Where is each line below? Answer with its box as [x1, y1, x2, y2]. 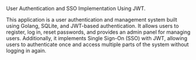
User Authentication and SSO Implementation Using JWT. [6, 5, 146, 12]
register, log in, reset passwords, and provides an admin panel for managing [6, 29, 191, 36]
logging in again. [6, 47, 46, 54]
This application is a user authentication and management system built [6, 16, 178, 23]
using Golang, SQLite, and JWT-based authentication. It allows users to [6, 23, 180, 29]
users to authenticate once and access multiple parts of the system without [6, 41, 190, 48]
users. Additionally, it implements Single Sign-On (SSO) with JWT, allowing [6, 35, 187, 41]
